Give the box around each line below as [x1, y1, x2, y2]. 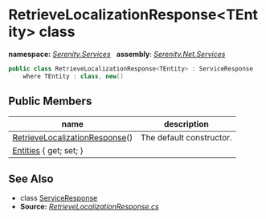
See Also [8, 172, 54, 185]
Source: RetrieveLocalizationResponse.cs [19, 202, 159, 212]
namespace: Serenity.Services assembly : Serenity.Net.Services [8, 49, 226, 59]
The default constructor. [140, 132, 233, 143]
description [163, 118, 209, 129]
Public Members [8, 95, 92, 108]
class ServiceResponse [19, 193, 98, 203]
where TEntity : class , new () [23, 72, 125, 80]
